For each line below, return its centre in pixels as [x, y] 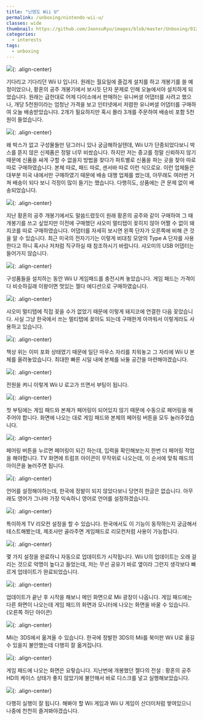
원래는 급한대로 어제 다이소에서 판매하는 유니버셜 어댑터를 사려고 [105, 97]
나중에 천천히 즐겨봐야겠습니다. [43, 710]
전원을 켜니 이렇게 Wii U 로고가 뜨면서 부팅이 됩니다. [68, 384]
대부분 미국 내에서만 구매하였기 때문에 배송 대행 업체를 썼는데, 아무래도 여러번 [97, 175]
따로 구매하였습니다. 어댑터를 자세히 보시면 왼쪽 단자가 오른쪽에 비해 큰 [105, 230]
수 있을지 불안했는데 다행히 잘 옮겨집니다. [55, 645]
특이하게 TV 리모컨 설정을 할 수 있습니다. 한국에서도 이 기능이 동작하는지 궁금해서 [101, 524]
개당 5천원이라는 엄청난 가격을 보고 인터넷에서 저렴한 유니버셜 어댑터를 [97, 104]
